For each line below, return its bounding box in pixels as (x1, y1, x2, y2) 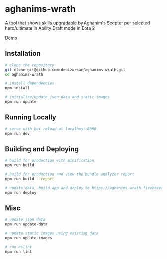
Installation (5, 49, 41, 58)
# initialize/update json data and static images (5, 95, 110, 100)
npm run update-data (5, 222, 48, 227)
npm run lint (5, 249, 32, 254)
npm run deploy (5, 190, 37, 195)
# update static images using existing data (5, 231, 99, 236)
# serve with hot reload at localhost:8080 (5, 126, 97, 131)
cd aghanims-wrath (5, 72, 43, 77)
